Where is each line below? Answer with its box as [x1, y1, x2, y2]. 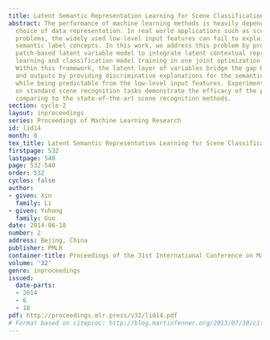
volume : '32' [8, 259, 52, 267]
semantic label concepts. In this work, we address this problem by [15, 42, 250, 50]
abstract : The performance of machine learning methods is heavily [8, 19, 239, 27]
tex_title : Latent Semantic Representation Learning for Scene [8, 139, 225, 147]
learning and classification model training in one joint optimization [15, 57, 261, 65]
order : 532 [8, 169, 45, 177]
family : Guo [15, 214, 56, 222]
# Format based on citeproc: [8, 319, 106, 327]
